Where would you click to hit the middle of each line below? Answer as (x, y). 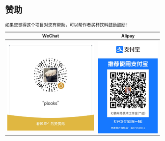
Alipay (128, 36)
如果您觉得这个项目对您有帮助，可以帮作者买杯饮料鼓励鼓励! (66, 25)
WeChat (51, 36)
